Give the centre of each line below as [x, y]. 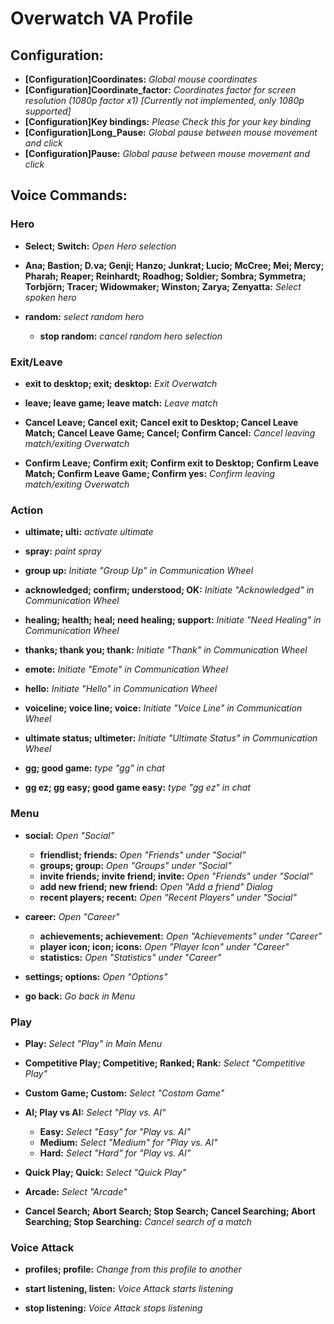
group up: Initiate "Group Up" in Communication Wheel [139, 571]
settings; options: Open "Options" [96, 976]
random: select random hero [84, 316]
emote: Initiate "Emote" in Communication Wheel [126, 669]
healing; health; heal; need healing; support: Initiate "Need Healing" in [173, 620]
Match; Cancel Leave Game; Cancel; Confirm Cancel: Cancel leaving [170, 433]
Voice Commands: [69, 195]
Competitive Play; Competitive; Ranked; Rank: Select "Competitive [165, 1063]
